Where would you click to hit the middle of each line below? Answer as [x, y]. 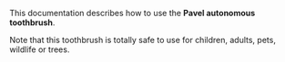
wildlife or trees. [40, 49]
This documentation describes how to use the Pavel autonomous [132, 13]
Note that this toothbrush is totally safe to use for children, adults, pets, [142, 40]
